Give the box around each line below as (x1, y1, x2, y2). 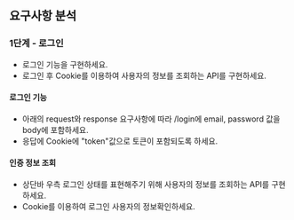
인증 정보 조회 (9, 158, 56, 169)
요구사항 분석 (9, 8, 77, 24)
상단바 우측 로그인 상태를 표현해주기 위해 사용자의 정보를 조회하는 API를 (21, 179, 269, 190)
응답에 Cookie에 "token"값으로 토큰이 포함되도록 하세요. (21, 136, 219, 146)
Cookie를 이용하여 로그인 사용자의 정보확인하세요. (21, 201, 195, 212)
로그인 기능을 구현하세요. (21, 59, 108, 69)
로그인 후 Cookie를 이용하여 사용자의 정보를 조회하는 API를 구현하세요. (21, 70, 266, 81)
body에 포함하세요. (21, 124, 89, 135)
